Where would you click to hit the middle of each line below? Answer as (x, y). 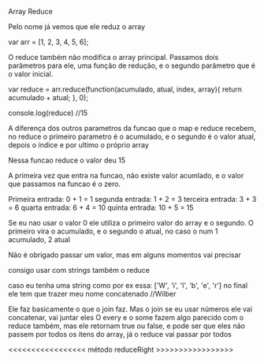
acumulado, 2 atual (39, 239)
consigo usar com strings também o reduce (79, 270)
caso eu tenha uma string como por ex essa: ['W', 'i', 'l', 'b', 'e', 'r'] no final (128, 285)
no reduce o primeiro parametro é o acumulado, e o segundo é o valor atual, (132, 136)
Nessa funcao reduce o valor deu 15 (67, 160)
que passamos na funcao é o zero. (64, 184)
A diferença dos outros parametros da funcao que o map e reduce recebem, (132, 128)
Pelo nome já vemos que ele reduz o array (77, 26)
